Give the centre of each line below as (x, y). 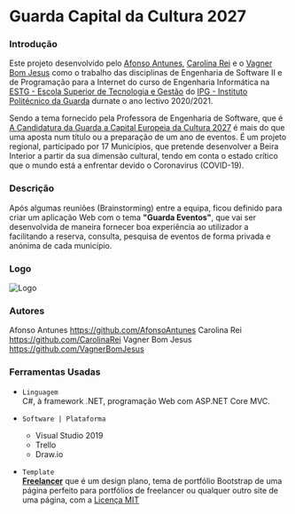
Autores (27, 311)
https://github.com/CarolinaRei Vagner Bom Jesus (101, 340)
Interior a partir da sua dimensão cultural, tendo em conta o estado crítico (144, 156)
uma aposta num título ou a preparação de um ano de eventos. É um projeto (148, 137)
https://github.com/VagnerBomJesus (77, 349)
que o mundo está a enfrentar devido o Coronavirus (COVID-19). (127, 165)
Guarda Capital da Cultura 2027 (128, 16)
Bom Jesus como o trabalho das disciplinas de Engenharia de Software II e (146, 73)
